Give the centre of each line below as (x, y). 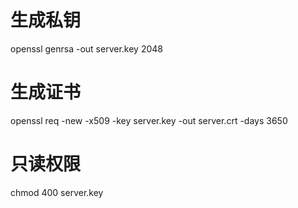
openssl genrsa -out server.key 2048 (86, 48)
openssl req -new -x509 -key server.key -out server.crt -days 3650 (149, 120)
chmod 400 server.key (57, 192)
